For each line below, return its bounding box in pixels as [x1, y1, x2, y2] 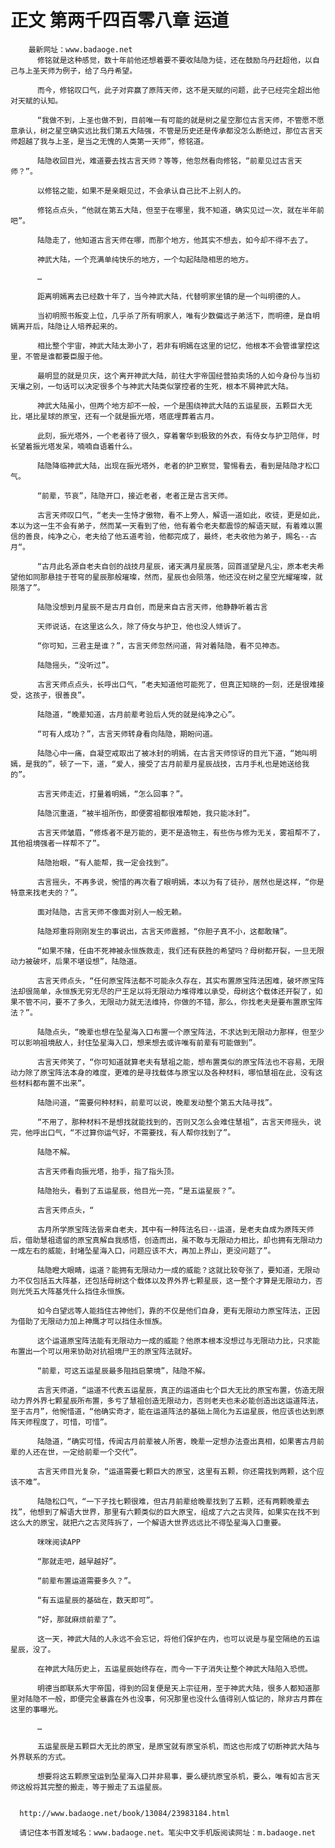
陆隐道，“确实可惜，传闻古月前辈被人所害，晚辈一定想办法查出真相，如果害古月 [36, 1436, 318, 1446]
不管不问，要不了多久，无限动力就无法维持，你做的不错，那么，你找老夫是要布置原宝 [17, 997, 316, 1007]
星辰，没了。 [10, 1644, 56, 1655]
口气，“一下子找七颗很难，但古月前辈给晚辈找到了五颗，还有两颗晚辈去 [59, 1496, 310, 1506]
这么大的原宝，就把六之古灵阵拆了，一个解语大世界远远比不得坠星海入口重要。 [10, 1517, 286, 1528]
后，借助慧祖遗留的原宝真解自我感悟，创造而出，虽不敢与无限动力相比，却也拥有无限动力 [10, 1235, 323, 1245]
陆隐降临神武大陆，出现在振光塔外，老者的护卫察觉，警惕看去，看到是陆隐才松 [36, 461, 313, 471]
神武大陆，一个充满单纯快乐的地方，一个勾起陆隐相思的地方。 [36, 254, 253, 265]
